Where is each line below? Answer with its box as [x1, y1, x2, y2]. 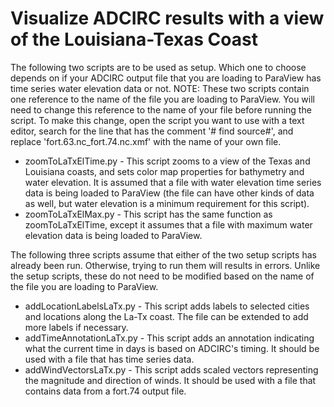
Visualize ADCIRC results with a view [10, 7, 325, 30]
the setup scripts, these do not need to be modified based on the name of [10, 270, 315, 282]
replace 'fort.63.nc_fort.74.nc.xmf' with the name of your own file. [10, 135, 282, 147]
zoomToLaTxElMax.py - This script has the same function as [24, 208, 273, 220]
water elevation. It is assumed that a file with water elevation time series [24, 176, 322, 188]
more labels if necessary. [24, 321, 129, 333]
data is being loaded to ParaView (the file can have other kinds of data [24, 187, 315, 199]
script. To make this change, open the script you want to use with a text [10, 114, 305, 126]
